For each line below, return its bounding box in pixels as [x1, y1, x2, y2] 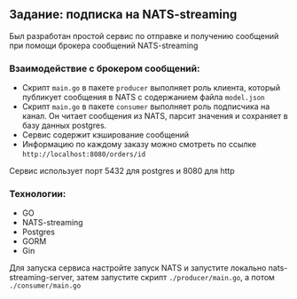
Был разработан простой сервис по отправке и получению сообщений [9, 30, 279, 41]
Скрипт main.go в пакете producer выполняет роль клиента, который [21, 83, 281, 93]
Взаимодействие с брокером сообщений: [9, 62, 200, 75]
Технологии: [9, 188, 66, 201]
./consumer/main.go [9, 281, 82, 291]
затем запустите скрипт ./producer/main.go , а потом [76, 272, 275, 283]
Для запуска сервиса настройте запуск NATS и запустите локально [9, 263, 267, 273]
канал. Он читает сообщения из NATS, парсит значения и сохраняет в [21, 111, 288, 122]
